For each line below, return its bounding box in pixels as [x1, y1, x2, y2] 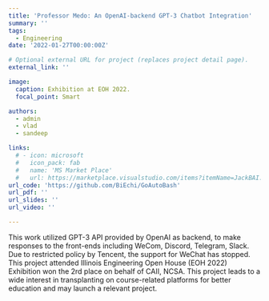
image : [8, 78, 30, 86]
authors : [8, 107, 38, 115]
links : [8, 144, 30, 152]
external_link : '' [8, 63, 70, 72]
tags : [8, 26, 26, 34]
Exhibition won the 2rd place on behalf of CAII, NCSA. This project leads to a [8, 266, 261, 276]
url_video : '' [8, 203, 56, 212]
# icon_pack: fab [15, 159, 81, 167]
